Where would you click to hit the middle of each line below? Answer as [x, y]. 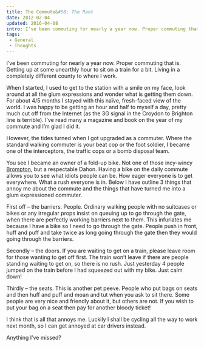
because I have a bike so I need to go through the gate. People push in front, [102, 226]
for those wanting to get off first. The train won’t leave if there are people [98, 257]
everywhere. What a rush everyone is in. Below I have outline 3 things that [99, 182]
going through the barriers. [40, 239]
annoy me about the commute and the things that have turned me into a [96, 188]
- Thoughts [22, 46]
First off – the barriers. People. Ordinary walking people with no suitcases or [102, 206]
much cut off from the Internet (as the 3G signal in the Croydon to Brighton [100, 113]
